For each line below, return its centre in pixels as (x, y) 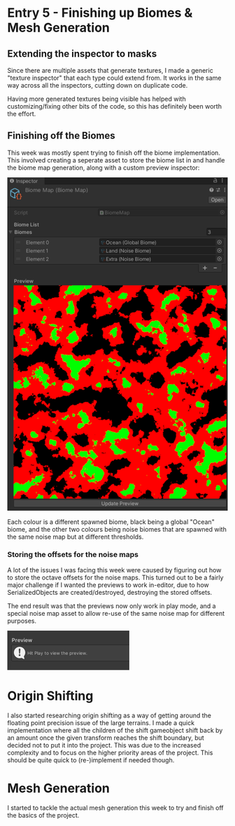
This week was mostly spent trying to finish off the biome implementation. (114, 153)
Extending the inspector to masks (82, 54)
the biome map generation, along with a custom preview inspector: (104, 167)
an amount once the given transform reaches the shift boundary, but (106, 738)
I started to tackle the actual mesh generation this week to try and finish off (115, 808)
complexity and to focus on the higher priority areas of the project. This (110, 752)
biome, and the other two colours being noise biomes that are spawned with (117, 529)
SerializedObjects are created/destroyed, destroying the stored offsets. (110, 592)
